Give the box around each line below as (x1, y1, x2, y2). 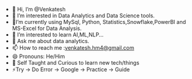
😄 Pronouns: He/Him (11, 53, 65, 60)
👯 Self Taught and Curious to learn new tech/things (11, 59, 140, 66)
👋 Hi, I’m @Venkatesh (11, 6, 66, 13)
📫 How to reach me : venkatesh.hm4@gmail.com (11, 44, 135, 51)
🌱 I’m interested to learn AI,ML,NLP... (11, 31, 104, 38)
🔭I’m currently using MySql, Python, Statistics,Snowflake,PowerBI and (11, 19, 186, 25)
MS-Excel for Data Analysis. (11, 25, 82, 32)
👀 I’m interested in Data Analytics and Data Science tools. (11, 12, 155, 19)
